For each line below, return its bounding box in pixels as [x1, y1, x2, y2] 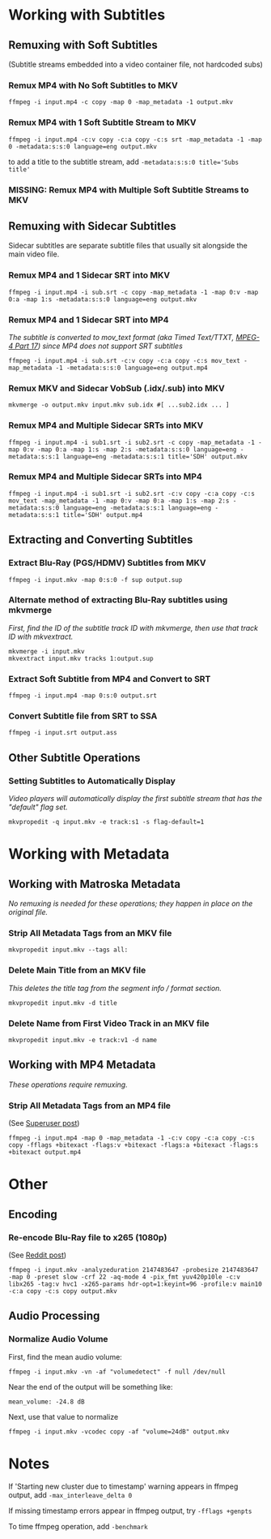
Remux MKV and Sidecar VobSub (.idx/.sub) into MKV [8, 382, 225, 394]
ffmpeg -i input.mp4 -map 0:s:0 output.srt [8, 692, 158, 700]
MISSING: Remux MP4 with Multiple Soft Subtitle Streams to [8, 184, 249, 196]
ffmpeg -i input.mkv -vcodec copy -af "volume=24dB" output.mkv [8, 1427, 230, 1436]
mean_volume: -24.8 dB [8, 1398, 85, 1406]
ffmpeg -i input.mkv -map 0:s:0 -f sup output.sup [8, 576, 183, 584]
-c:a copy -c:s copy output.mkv [8, 1287, 117, 1295]
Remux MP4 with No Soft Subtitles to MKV [8, 80, 178, 91]
